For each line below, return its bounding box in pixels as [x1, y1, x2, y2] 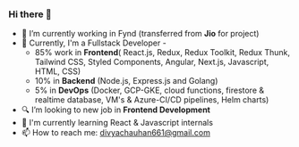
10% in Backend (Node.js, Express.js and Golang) [34, 76, 218, 86]
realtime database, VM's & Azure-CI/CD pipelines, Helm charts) [34, 94, 269, 105]
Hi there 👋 [8, 8, 53, 20]
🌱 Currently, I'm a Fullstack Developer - [21, 37, 167, 48]
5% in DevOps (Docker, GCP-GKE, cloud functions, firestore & [34, 85, 265, 96]
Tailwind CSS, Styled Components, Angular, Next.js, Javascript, [34, 57, 269, 68]
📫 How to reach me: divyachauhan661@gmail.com [21, 127, 211, 138]
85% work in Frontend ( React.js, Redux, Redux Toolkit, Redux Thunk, [34, 47, 290, 58]
